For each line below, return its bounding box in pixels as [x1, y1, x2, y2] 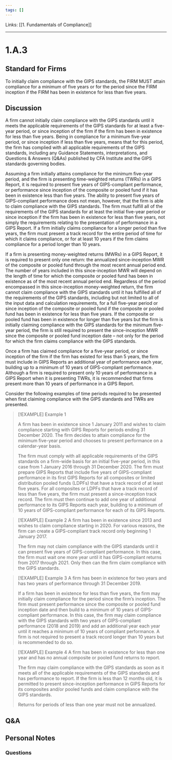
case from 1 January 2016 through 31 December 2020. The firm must [17, 464, 164, 470]
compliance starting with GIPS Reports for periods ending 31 [17, 427, 145, 433]
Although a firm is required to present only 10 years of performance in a [5, 370, 157, 376]
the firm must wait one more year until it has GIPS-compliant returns [17, 554, 162, 561]
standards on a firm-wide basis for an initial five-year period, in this [17, 458, 160, 464]
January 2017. [17, 533, 48, 540]
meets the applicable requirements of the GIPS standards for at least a [5, 123, 154, 129]
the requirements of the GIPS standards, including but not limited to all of [5, 295, 159, 301]
